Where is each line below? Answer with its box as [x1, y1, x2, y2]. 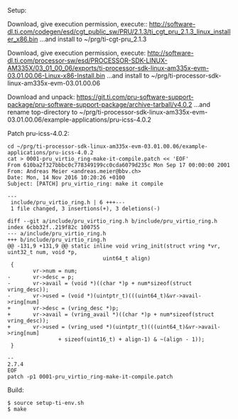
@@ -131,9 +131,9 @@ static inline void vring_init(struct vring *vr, [7, 243, 221, 250]
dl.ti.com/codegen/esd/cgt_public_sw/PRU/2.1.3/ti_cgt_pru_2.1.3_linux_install [7, 28, 231, 36]
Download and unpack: [7, 92, 75, 101]
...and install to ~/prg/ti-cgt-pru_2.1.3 [39, 35, 147, 43]
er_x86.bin [7, 35, 38, 43]
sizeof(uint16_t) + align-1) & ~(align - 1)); [64, 336, 205, 343]
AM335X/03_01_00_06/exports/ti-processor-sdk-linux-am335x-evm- [7, 64, 210, 72]
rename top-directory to [7, 108, 78, 116]
